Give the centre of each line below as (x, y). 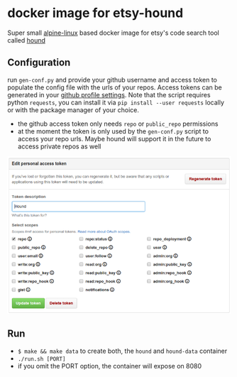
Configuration (39, 63)
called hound (27, 40)
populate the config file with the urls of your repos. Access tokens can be (115, 87)
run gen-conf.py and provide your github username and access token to (112, 80)
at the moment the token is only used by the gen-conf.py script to (113, 131)
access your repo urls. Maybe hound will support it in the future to (114, 138)
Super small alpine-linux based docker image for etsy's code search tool (114, 33)
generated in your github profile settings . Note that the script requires (109, 94)
